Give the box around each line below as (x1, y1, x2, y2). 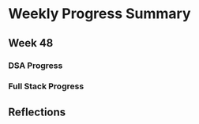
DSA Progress (8, 60, 63, 71)
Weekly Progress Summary (8, 5, 191, 23)
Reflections (8, 105, 66, 118)
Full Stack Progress (8, 81, 84, 92)
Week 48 (8, 36, 54, 50)
